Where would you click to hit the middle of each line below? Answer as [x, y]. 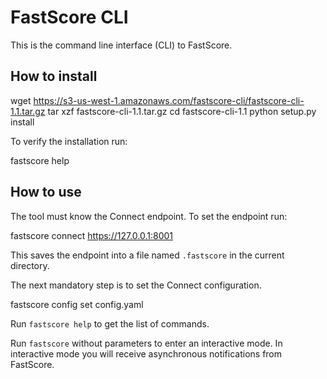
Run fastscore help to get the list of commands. [110, 323]
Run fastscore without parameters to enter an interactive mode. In [146, 343]
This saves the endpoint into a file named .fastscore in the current [147, 255]
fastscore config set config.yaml [77, 304]
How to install [54, 76]
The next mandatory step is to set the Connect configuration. [136, 285]
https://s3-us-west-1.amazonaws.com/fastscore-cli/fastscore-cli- [169, 100]
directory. [30, 265]
